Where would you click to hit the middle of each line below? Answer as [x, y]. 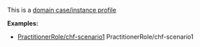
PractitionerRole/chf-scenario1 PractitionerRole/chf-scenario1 [105, 37]
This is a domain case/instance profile [62, 10]
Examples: [23, 23]
